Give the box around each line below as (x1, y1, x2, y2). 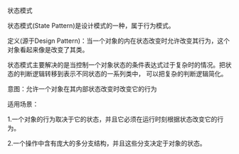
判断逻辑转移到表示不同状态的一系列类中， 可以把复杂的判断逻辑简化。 (19, 70, 228, 78)
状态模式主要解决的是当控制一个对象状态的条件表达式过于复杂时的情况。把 (7, 61, 225, 69)
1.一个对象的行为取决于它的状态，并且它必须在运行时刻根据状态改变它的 (7, 115, 218, 123)
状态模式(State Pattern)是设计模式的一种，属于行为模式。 (7, 21, 175, 30)
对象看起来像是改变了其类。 (7, 46, 89, 53)
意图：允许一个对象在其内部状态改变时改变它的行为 (7, 85, 157, 93)
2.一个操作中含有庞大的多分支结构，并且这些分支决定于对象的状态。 (7, 139, 206, 148)
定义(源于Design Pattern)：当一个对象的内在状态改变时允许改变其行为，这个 (7, 36, 230, 45)
